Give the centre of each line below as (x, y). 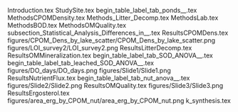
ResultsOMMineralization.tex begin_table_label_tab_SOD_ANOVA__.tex (110, 55)
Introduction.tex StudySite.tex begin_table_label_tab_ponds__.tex (102, 10)
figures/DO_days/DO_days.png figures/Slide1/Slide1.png (89, 71)
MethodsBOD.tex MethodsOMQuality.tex (67, 25)
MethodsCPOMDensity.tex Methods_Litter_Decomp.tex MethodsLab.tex (113, 18)
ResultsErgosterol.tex (38, 93)
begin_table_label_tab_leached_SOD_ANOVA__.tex (81, 63)
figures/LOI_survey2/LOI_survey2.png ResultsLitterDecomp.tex (100, 48)
